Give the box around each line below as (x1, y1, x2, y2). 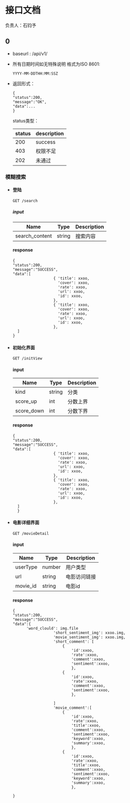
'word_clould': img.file (26, 626, 79, 631)
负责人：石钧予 (5, 22, 36, 28)
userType (15, 564, 38, 571)
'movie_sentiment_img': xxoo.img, (53, 635, 126, 640)
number (42, 564, 61, 571)
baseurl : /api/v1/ (12, 50, 48, 56)
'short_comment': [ (53, 639, 94, 644)
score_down (15, 407, 44, 414)
